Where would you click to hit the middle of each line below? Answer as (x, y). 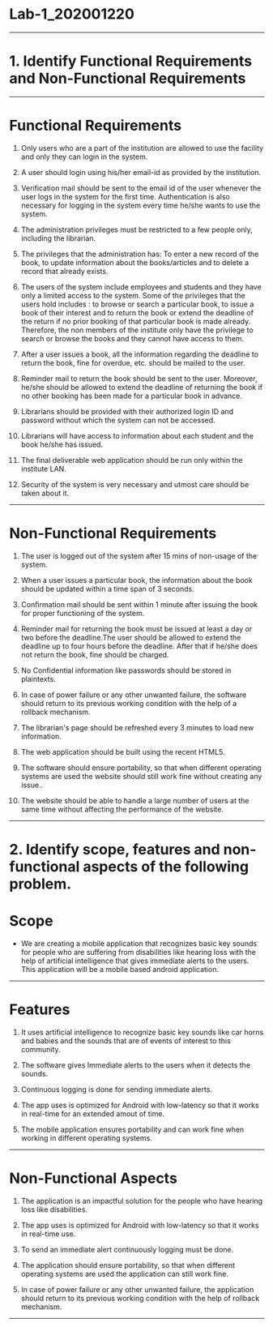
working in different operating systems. (86, 1138)
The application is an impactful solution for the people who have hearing (141, 1201)
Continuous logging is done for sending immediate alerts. (117, 1089)
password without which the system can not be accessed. (118, 420)
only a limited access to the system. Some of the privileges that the (133, 295)
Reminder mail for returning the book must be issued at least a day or (136, 628)
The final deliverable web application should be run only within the (132, 460)
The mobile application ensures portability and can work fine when (132, 1129)
